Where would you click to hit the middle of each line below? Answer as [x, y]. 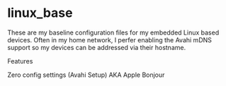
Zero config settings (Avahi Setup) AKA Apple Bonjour [86, 75]
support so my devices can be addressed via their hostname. [97, 47]
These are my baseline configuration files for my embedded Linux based [113, 32]
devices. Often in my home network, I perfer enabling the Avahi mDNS [110, 39]
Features [20, 61]
